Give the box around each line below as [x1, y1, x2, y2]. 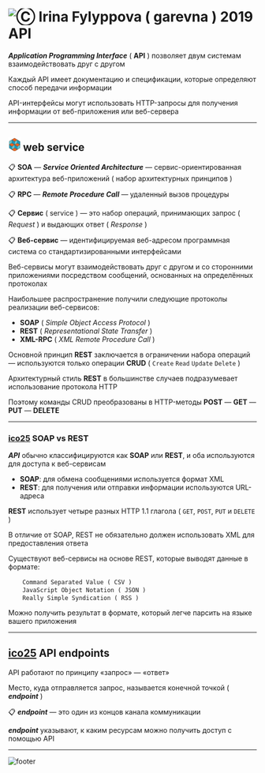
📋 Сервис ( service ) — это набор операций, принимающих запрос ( [8, 208, 241, 217]
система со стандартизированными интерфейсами [8, 246, 181, 256]
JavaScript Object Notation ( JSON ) [22, 587, 147, 595]
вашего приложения [8, 617, 77, 626]
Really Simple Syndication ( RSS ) [22, 595, 140, 602]
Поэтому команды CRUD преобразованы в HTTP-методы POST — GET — [8, 397, 256, 407]
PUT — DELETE [8, 405, 60, 415]
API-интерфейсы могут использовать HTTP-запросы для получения [8, 98, 238, 107]
